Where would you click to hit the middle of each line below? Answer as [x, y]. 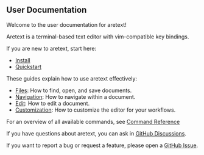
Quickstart [28, 67]
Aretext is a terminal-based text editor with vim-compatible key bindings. [98, 37]
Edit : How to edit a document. [52, 103]
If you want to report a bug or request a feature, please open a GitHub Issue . [102, 145]
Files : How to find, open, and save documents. [73, 90]
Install [23, 60]
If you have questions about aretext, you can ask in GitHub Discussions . [97, 133]
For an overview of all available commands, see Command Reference [93, 121]
